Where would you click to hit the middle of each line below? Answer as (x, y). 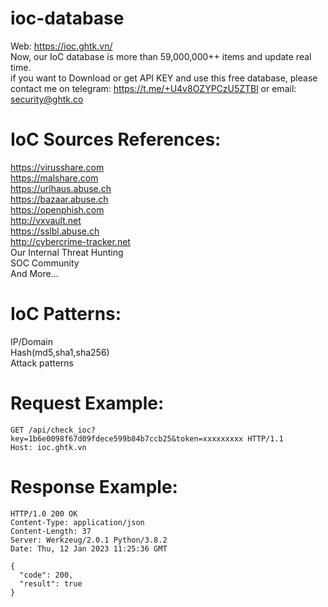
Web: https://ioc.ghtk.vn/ (61, 46)
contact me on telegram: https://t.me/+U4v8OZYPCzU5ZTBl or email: (153, 88)
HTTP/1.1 (265, 438)
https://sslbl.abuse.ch (55, 231)
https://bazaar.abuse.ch (59, 199)
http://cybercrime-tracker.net (70, 241)
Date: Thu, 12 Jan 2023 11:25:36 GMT (89, 548)
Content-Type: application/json (77, 522)
